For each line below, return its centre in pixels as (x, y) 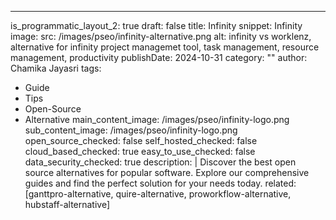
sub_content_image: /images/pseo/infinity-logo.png (131, 130)
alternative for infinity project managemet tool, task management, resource (165, 47)
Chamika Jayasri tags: (56, 68)
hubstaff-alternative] (67, 204)
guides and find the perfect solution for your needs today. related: (160, 183)
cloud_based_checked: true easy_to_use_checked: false (140, 151)
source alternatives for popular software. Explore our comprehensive (167, 172)
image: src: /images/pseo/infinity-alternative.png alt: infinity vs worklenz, (161, 36)
